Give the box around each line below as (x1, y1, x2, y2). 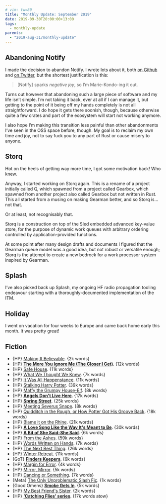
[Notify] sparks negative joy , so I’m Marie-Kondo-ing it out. (17, 82, 138, 88)
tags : (5, 21, 16, 26)
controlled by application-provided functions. (5, 231, 98, 237)
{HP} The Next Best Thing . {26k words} (12, 445, 93, 451)
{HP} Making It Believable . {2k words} (12, 355, 90, 361)
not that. (5, 202, 22, 207)
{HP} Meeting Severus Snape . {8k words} (12, 403, 98, 409)
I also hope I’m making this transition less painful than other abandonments (5, 122, 159, 128)
